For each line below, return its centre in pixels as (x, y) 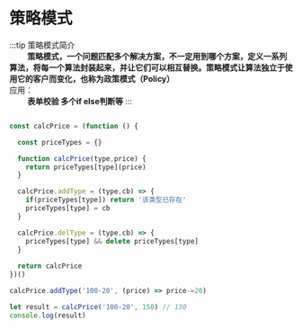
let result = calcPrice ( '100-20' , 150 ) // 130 (98, 307)
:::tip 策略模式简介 (42, 45)
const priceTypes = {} (60, 142)
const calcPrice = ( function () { (74, 126)
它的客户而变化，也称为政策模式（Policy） (96, 78)
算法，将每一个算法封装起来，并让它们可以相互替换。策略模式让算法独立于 (147, 67)
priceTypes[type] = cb (68, 209)
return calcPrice (50, 266)
